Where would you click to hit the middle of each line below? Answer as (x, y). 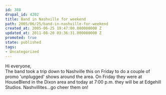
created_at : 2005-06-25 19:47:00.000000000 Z (53, 28)
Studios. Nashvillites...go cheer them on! (47, 87)
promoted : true (21, 38)
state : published (23, 42)
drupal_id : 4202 (22, 14)
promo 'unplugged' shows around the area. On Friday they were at (74, 76)
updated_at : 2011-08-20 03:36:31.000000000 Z (53, 33)
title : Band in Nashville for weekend (45, 19)
